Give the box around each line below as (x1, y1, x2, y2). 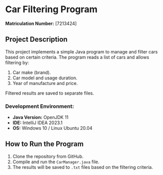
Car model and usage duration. (12, 75, 77, 81)
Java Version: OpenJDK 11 (12, 114, 69, 121)
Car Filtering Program (5, 4, 98, 15)
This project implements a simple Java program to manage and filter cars (5, 48, 158, 54)
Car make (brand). (12, 69, 51, 75)
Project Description (5, 35, 68, 44)
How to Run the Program (5, 140, 84, 149)
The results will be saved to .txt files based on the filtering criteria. (12, 164, 153, 170)
